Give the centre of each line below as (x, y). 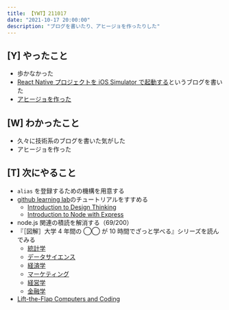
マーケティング (48, 274)
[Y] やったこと (38, 56)
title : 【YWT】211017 (37, 13)
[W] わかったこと (44, 123)
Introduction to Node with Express (75, 214)
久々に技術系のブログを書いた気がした (71, 141)
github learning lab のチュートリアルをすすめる (83, 199)
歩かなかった (35, 73)
